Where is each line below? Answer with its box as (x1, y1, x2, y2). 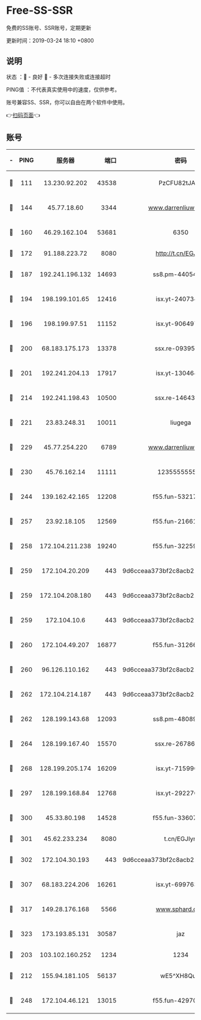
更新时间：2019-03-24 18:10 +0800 (6, 37, 95, 44)
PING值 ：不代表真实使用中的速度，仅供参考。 (6, 86, 120, 93)
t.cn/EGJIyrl (164, 834, 197, 843)
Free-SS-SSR (6, 4, 73, 17)
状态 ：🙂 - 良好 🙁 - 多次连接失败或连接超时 (6, 73, 111, 80)
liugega (170, 418, 191, 426)
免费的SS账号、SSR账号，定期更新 (6, 24, 92, 31)
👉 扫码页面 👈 (6, 111, 41, 119)
